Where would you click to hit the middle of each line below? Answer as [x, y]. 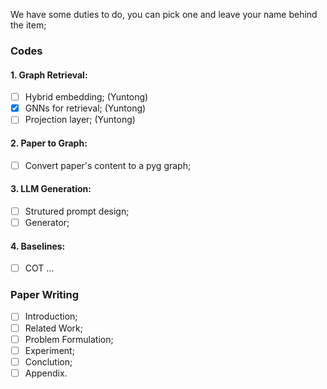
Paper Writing [45, 295]
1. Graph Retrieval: [49, 75]
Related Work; [53, 328]
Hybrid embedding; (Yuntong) [86, 97]
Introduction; [51, 316]
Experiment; [49, 350]
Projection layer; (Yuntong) [80, 120]
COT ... [39, 268]
